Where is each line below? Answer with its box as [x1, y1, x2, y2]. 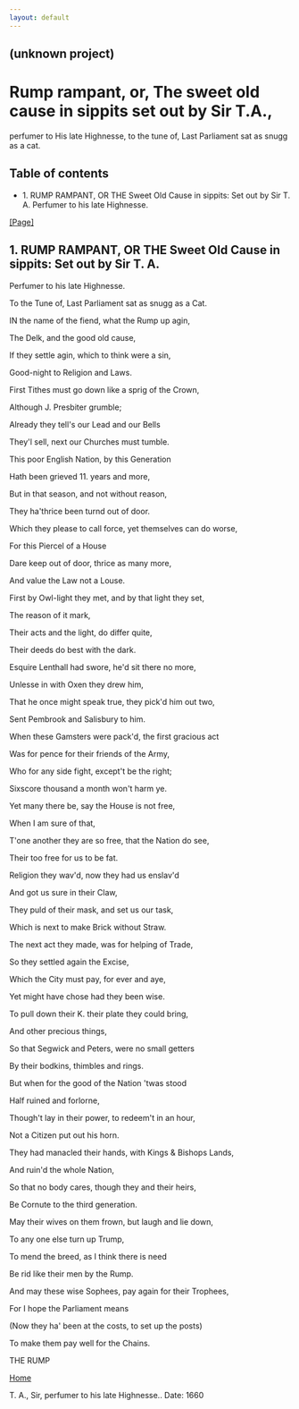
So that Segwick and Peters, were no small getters [9, 1043, 195, 1054]
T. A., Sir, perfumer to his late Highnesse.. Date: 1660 [9, 1389, 204, 1400]
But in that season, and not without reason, [9, 488, 168, 499]
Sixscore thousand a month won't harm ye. [9, 783, 168, 794]
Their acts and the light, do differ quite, [9, 627, 154, 638]
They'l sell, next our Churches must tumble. [9, 436, 170, 447]
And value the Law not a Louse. [9, 574, 126, 586]
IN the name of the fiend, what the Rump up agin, [9, 315, 190, 326]
